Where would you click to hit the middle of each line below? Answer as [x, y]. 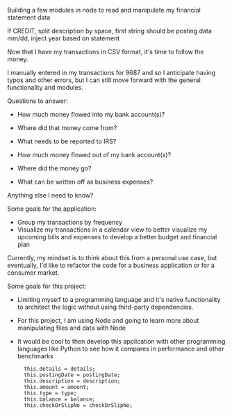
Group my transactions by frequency [70, 222]
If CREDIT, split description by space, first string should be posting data [109, 31]
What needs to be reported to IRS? [67, 141]
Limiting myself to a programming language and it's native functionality [119, 299]
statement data [29, 17]
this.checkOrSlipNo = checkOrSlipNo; [78, 406]
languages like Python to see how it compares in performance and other [121, 349]
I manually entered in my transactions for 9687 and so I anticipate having [111, 73]
